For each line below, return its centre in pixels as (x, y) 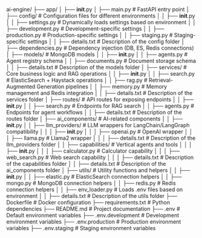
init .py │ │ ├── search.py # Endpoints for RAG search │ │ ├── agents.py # (100, 106)
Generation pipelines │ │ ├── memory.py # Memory (102, 87)
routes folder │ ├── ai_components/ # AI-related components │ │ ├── (95, 119)
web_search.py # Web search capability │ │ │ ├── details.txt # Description (100, 157)
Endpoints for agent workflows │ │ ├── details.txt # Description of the (94, 112)
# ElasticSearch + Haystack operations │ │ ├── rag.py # (77, 80)
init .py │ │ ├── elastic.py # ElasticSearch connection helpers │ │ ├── (94, 177)
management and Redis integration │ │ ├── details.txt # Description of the (99, 93)
